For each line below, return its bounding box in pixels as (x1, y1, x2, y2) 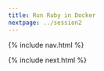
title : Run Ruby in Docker (8, 11, 96, 20)
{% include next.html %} (8, 55, 88, 65)
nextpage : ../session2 (8, 19, 82, 27)
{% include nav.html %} (8, 40, 84, 49)
